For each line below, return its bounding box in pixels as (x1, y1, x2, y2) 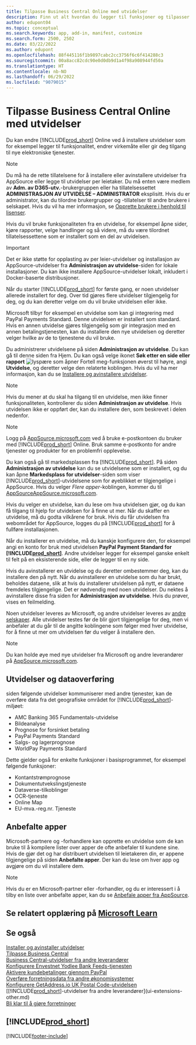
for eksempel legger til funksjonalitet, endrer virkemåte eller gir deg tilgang (6, 142, 186, 149)
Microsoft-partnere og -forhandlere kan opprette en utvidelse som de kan (6, 838, 184, 845)
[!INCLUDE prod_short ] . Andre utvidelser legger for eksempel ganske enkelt (6, 549, 190, 557)
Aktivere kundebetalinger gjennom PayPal (6, 968, 107, 976)
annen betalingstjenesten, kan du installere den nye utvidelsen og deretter (6, 328, 185, 335)
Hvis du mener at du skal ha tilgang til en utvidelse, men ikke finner (6, 393, 168, 400)
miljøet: (6, 702, 24, 709)
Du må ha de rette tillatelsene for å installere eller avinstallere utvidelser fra (6, 171, 187, 179)
